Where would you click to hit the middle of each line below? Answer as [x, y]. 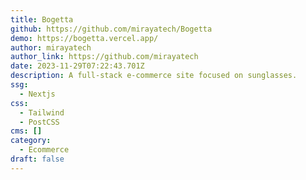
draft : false [37, 159]
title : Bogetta [42, 19]
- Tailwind [42, 112]
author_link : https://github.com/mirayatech [104, 57]
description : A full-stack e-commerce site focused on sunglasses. [154, 76]
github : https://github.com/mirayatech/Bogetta [111, 29]
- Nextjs [37, 94]
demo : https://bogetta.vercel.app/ [84, 38]
